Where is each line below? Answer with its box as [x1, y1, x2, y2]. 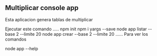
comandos [5, 36, 27, 42]
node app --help [5, 45, 38, 51]
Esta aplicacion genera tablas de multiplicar [5, 16, 93, 22]
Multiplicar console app [5, 4, 79, 12]
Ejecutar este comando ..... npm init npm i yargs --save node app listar [5, 26, 147, 32]
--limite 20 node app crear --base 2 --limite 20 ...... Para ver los [20, 31, 148, 37]
